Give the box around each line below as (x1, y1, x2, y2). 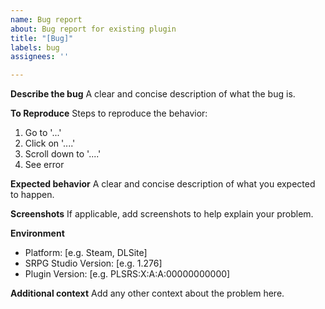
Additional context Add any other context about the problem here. (10, 287, 285, 300)
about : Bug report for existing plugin (10, 24, 177, 34)
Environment (10, 227, 65, 240)
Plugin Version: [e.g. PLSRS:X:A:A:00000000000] (24, 268, 231, 280)
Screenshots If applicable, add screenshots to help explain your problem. (10, 208, 314, 220)
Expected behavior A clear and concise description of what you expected (10, 178, 316, 190)
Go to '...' (24, 127, 62, 139)
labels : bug (10, 42, 60, 53)
